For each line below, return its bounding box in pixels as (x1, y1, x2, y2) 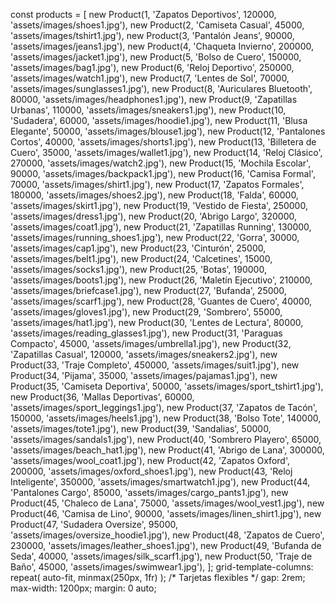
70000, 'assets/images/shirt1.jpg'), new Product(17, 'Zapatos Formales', (10, 179, 305, 190)
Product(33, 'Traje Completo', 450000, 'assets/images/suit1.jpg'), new (10, 359, 300, 371)
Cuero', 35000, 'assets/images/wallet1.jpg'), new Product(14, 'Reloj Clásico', (10, 147, 323, 158)
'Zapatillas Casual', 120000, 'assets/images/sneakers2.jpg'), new (10, 349, 278, 360)
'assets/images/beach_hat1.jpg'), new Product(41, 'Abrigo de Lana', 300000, (10, 444, 325, 456)
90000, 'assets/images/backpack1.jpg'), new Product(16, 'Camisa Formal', (10, 168, 316, 179)
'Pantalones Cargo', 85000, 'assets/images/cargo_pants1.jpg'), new (10, 487, 289, 498)
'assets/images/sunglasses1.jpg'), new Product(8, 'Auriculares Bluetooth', (10, 83, 313, 94)
